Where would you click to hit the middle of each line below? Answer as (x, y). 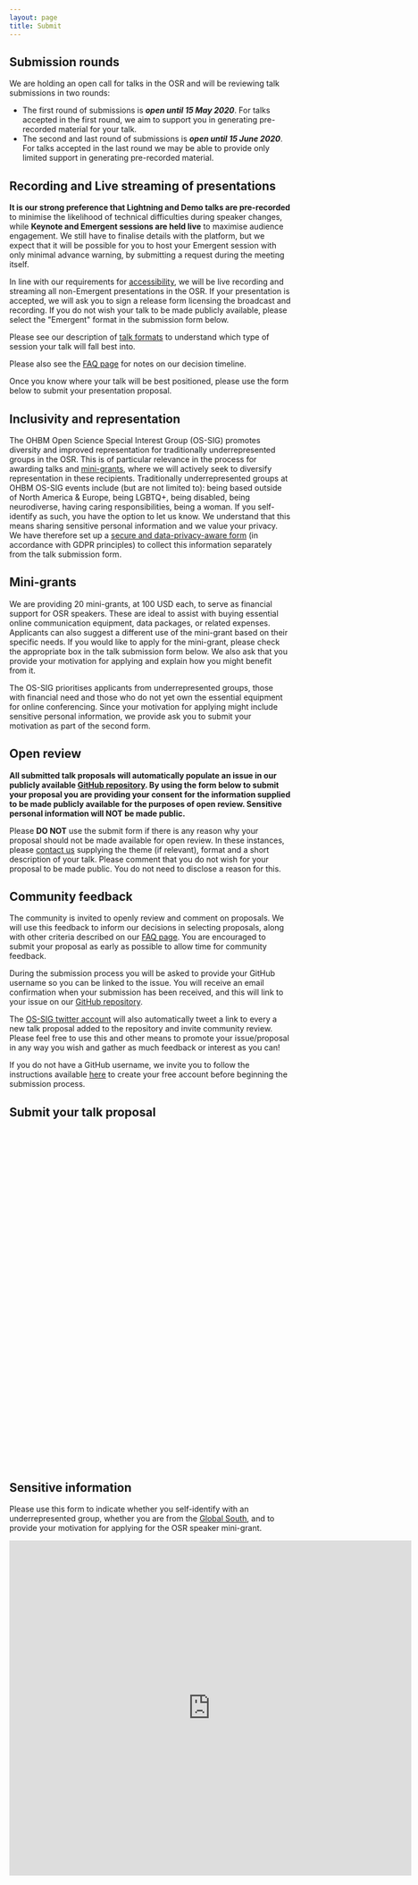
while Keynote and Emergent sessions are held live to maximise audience (146, 227)
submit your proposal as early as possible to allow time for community (138, 947)
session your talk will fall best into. (72, 347)
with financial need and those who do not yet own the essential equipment (146, 697)
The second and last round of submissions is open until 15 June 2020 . (152, 139)
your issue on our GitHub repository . (76, 1002)
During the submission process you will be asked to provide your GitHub (142, 973)
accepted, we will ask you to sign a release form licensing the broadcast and (150, 301)
